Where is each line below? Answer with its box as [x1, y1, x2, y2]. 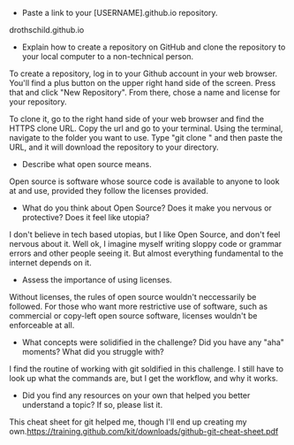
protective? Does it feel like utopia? [21, 212, 150, 222]
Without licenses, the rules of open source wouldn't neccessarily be [9, 292, 257, 302]
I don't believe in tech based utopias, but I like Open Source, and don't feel [9, 229, 281, 240]
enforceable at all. [9, 320, 75, 330]
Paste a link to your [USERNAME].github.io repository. [21, 8, 218, 18]
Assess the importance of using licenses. [21, 274, 172, 285]
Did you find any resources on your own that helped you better [21, 390, 251, 401]
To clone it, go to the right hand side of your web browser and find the [9, 114, 265, 124]
